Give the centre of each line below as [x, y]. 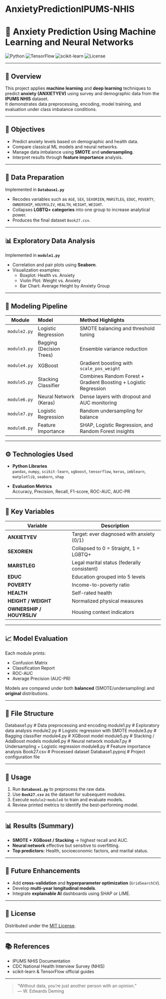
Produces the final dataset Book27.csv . [51, 220]
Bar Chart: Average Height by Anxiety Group [65, 286]
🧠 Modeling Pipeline [36, 306]
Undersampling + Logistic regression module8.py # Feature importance [78, 746]
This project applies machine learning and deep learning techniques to [78, 88]
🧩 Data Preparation [35, 178]
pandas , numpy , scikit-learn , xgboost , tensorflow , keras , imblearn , [79, 471]
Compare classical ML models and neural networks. [65, 147]
